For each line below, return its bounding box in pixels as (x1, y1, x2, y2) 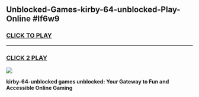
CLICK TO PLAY (6, 32, 52, 40)
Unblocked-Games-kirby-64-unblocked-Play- (6, 5, 181, 15)
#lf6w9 (32, 14, 60, 24)
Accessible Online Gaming (6, 84, 73, 91)
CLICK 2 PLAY (6, 53, 47, 62)
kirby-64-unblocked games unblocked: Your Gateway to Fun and (6, 78, 169, 85)
